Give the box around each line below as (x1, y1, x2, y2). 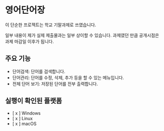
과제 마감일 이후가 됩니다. (5, 38, 54, 44)
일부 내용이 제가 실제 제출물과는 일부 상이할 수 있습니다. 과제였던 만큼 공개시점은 (5, 32, 160, 38)
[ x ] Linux (12, 115, 33, 121)
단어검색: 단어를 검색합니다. (12, 68, 66, 74)
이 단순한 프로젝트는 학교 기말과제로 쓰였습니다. (5, 22, 96, 28)
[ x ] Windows (12, 110, 41, 116)
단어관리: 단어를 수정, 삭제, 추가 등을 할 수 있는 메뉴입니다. (12, 75, 124, 81)
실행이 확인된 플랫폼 (5, 97, 62, 105)
